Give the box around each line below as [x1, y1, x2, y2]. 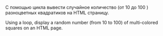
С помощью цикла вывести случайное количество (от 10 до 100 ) [5, 5, 149, 10]
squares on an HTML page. [5, 25, 63, 31]
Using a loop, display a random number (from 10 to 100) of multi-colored [5, 20, 158, 25]
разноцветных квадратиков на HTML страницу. [5, 10, 109, 16]
